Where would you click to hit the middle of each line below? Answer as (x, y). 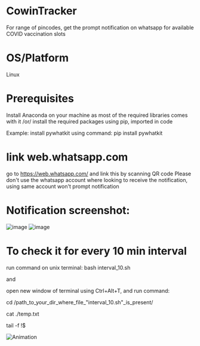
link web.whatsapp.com (67, 157)
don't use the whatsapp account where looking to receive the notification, (97, 180)
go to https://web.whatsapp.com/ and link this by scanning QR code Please (99, 174)
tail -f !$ (16, 325)
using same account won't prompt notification (63, 186)
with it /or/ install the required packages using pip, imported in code (90, 121)
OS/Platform (37, 58)
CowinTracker (41, 11)
